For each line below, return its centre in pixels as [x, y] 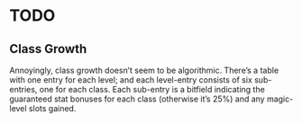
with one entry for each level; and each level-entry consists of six [131, 80]
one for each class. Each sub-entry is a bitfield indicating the [152, 89]
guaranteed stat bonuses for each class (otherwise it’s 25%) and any [137, 99]
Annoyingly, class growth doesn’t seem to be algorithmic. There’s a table [144, 70]
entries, [23, 89]
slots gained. [52, 108]
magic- [280, 99]
